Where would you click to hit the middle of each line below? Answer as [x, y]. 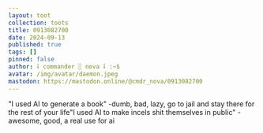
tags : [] [23, 52]
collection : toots [38, 23]
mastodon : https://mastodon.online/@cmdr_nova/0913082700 [105, 81]
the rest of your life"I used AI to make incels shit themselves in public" [122, 112]
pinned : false [32, 60]
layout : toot [30, 15]
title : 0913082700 [38, 30]
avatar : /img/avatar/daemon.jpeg [63, 74]
